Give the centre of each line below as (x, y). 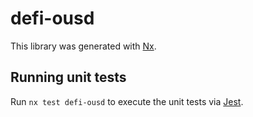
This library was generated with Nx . (83, 46)
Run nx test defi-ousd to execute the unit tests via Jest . (127, 101)
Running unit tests (68, 77)
